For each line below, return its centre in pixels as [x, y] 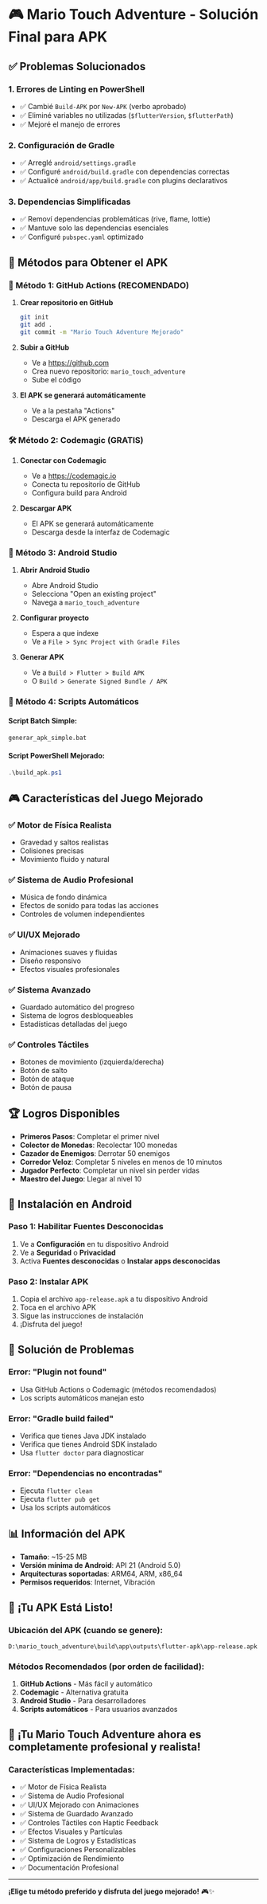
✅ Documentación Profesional [69, 1867]
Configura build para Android [79, 493]
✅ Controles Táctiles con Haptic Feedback [89, 1822]
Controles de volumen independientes [82, 914]
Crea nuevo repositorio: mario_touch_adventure [108, 371]
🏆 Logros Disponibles [64, 1113]
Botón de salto [43, 1071]
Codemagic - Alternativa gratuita [74, 1692]
